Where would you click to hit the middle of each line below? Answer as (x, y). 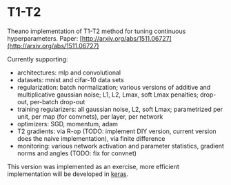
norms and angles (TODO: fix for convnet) (77, 153)
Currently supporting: (38, 59)
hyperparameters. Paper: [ (45, 38)
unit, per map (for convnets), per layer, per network (90, 116)
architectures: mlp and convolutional (69, 72)
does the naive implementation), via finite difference (91, 138)
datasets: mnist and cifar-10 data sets (70, 79)
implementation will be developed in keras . (68, 174)
